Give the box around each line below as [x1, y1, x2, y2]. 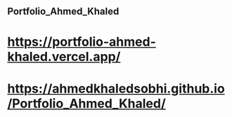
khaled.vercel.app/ [7, 48, 121, 64]
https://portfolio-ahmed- [7, 34, 157, 50]
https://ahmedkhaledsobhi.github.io [7, 81, 225, 97]
